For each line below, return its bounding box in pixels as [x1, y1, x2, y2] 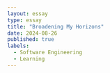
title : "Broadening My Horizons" [7, 23, 104, 30]
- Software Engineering [13, 49, 82, 56]
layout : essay [7, 10, 49, 17]
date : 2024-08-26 [7, 29, 58, 37]
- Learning [13, 56, 45, 63]
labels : [7, 42, 30, 49]
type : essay [7, 17, 42, 24]
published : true [7, 36, 54, 43]
